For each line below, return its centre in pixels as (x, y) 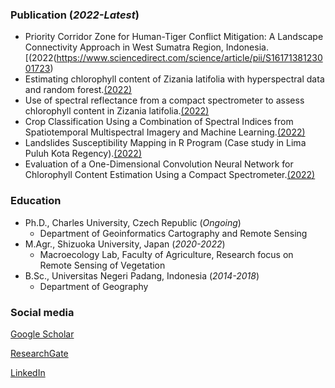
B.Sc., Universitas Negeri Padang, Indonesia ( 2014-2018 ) (142, 275)
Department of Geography (94, 286)
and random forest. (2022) (78, 90)
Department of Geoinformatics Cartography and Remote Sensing (173, 233)
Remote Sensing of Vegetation (102, 265)
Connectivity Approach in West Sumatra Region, (124, 47)
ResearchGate (39, 353)
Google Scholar (42, 334)
